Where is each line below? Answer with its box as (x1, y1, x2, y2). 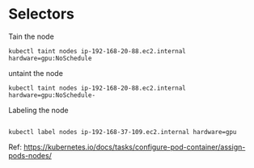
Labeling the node (8, 105, 69, 115)
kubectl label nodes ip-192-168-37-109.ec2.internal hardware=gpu (8, 128, 237, 136)
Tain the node (8, 31, 54, 41)
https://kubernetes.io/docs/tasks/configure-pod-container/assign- (23, 142, 246, 152)
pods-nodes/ (8, 150, 53, 160)
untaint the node (8, 68, 63, 78)
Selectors (8, 5, 74, 23)
